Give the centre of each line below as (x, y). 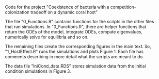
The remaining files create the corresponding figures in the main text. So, (78, 46)
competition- (123, 7)
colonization (17, 12)
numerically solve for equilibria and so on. (47, 37)
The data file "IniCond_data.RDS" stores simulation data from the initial (76, 66)
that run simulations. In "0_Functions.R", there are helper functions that (76, 27)
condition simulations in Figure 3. (38, 71)
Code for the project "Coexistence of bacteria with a (57, 7)
